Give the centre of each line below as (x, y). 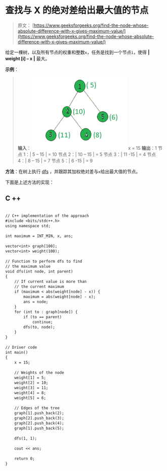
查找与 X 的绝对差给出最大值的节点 (77, 10)
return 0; (25, 458)
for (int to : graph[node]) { (46, 312)
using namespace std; (28, 226)
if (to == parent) (43, 317)
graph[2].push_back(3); (39, 418)
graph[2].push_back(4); (39, 423)
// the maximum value (28, 266)
